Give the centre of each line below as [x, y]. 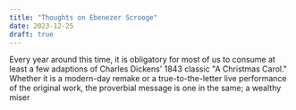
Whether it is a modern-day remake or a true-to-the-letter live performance [148, 79]
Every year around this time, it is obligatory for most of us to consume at [142, 60]
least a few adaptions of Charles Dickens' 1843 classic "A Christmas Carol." [148, 69]
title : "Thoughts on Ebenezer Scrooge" [84, 17]
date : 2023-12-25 [42, 26]
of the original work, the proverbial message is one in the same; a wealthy [145, 88]
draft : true [31, 34]
